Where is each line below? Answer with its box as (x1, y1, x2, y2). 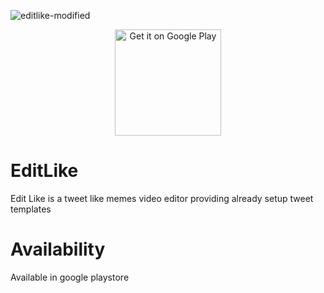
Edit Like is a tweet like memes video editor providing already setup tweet (10, 192, 314, 204)
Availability (10, 238, 106, 261)
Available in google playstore (10, 271, 130, 283)
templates (10, 203, 52, 215)
